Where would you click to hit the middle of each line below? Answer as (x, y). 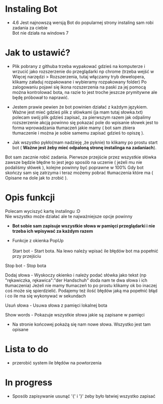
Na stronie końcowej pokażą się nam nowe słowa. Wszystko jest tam (81, 324)
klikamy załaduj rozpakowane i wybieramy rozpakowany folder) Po (79, 82)
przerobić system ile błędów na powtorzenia (57, 362)
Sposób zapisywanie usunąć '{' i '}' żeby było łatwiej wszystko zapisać (84, 396)
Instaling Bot (31, 9)
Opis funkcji (30, 198)
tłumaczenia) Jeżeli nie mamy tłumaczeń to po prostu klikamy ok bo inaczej (81, 285)
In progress (29, 382)
